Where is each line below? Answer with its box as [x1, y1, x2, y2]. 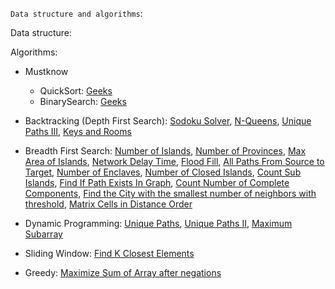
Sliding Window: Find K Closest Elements [24, 248, 195, 259]
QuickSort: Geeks [39, 85, 113, 97]
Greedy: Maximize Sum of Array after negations [24, 267, 222, 278]
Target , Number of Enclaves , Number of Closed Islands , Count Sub [24, 166, 302, 178]
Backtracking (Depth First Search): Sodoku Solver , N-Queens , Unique [24, 115, 312, 127]
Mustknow [24, 66, 69, 77]
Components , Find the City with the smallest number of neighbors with [24, 188, 317, 199]
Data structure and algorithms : [10, 8, 143, 19]
